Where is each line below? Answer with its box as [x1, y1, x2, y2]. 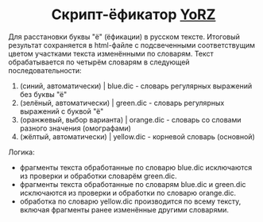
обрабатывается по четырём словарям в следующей [8, 57, 190, 67]
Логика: [8, 147, 35, 157]
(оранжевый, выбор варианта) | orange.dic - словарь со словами [19, 115, 242, 124]
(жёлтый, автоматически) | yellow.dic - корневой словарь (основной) [19, 131, 256, 141]
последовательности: [8, 65, 82, 75]
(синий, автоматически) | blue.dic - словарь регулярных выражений [19, 81, 253, 91]
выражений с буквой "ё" [19, 106, 104, 116]
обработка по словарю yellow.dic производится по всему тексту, [19, 197, 242, 206]
